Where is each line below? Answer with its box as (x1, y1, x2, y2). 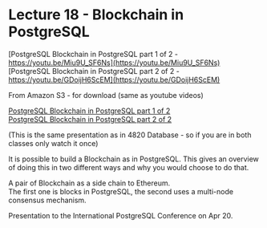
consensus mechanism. (8, 195, 87, 205)
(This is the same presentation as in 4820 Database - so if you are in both (8, 130, 252, 140)
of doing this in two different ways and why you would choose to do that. (8, 162, 249, 172)
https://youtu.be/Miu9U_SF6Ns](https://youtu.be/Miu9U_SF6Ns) (8, 58, 220, 67)
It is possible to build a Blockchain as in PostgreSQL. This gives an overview (8, 154, 259, 164)
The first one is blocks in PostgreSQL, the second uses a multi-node (8, 186, 234, 196)
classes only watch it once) (8, 138, 99, 148)
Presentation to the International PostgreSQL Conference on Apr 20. (8, 210, 233, 220)
